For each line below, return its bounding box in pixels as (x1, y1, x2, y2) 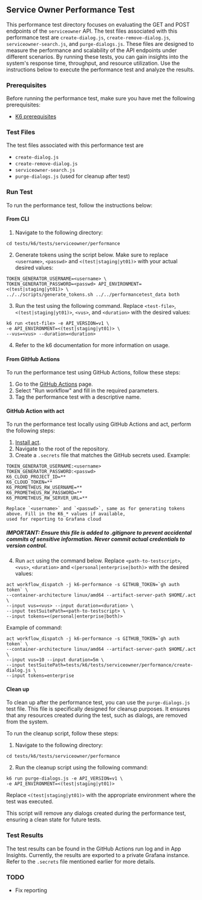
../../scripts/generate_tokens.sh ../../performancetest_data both (6, 292, 180, 298)
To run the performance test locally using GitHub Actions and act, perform (6, 420, 192, 428)
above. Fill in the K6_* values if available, (6, 511, 126, 517)
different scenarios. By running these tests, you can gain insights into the (6, 53, 189, 60)
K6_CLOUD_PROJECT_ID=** (6, 474, 67, 480)
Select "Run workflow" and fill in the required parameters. (15, 387, 159, 394)
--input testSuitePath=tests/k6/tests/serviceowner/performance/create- (6, 662, 194, 668)
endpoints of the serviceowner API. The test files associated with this (6, 27, 178, 34)
